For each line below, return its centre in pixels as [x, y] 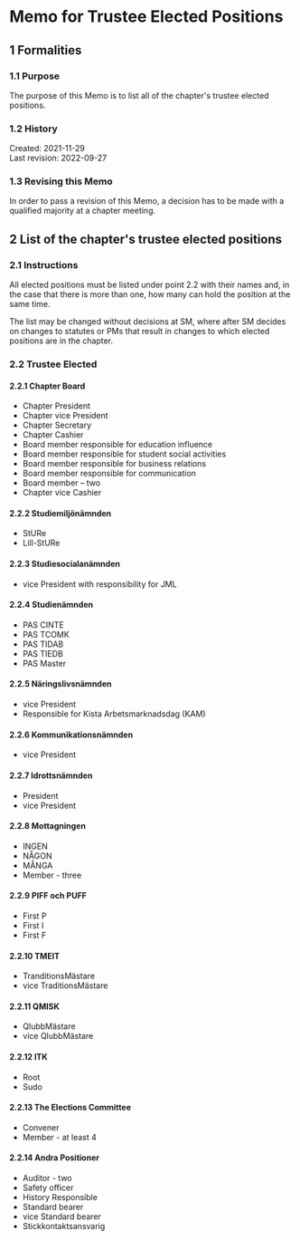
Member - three [52, 875]
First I [33, 925]
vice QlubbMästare [58, 1036]
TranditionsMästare [59, 976]
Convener [41, 1127]
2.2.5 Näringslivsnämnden [61, 684]
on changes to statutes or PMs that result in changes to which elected [140, 332]
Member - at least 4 [60, 1137]
